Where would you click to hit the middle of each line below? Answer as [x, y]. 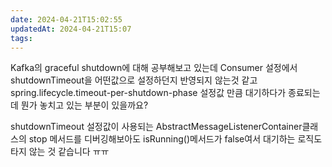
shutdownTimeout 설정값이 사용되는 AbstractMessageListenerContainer [156, 127]
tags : [21, 38]
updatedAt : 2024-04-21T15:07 [71, 29]
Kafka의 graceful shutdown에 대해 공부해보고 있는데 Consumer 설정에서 [154, 68]
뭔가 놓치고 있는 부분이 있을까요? [84, 105]
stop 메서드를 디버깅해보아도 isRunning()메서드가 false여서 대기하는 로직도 [175, 139]
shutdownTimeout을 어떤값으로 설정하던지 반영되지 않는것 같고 [134, 80]
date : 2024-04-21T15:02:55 [66, 19]
